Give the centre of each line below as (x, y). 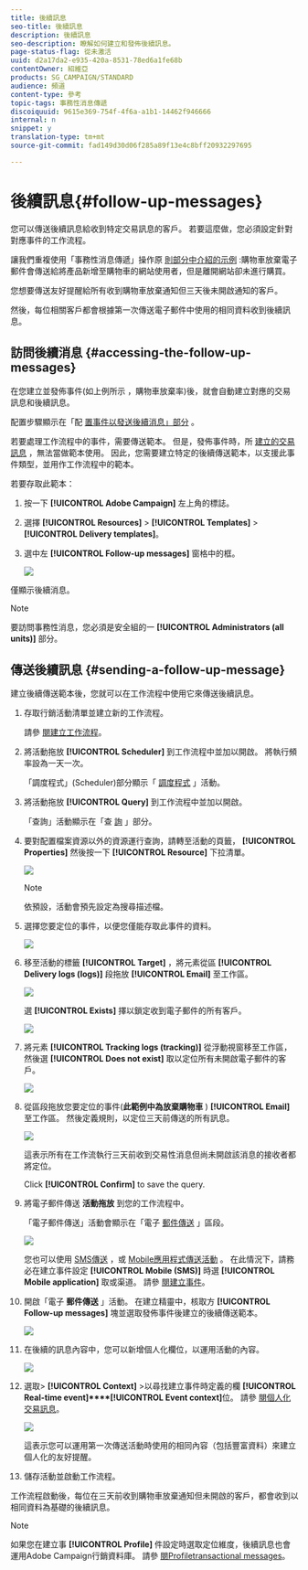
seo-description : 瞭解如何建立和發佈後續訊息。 (93, 43)
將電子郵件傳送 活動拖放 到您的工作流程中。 (106, 1203)
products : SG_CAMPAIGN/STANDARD (72, 78)
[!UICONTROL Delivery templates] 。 (93, 534)
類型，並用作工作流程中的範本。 (78, 464)
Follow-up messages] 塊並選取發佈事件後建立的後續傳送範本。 (143, 1313)
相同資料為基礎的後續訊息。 (63, 1507)
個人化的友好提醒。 (60, 1457)
